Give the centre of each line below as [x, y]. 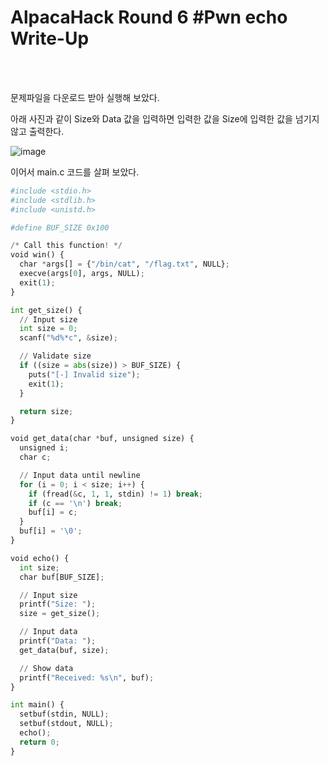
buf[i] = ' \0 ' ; [51, 531]
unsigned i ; [44, 448]
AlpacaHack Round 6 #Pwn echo [149, 17]
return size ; [46, 411]
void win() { [37, 255]
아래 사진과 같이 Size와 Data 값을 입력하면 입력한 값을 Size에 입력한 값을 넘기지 [165, 118]
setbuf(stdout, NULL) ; [66, 724]
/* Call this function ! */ [66, 246]
